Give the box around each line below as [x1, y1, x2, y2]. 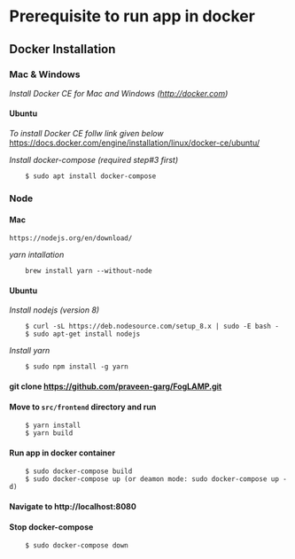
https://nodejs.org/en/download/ [9, 234, 133, 243]
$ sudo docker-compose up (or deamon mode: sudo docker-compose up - [25, 475, 288, 484]
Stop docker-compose [9, 521, 94, 532]
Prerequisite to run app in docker [9, 6, 255, 27]
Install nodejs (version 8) [9, 305, 100, 315]
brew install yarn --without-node [25, 267, 152, 276]
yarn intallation [9, 250, 65, 260]
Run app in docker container [9, 447, 116, 458]
